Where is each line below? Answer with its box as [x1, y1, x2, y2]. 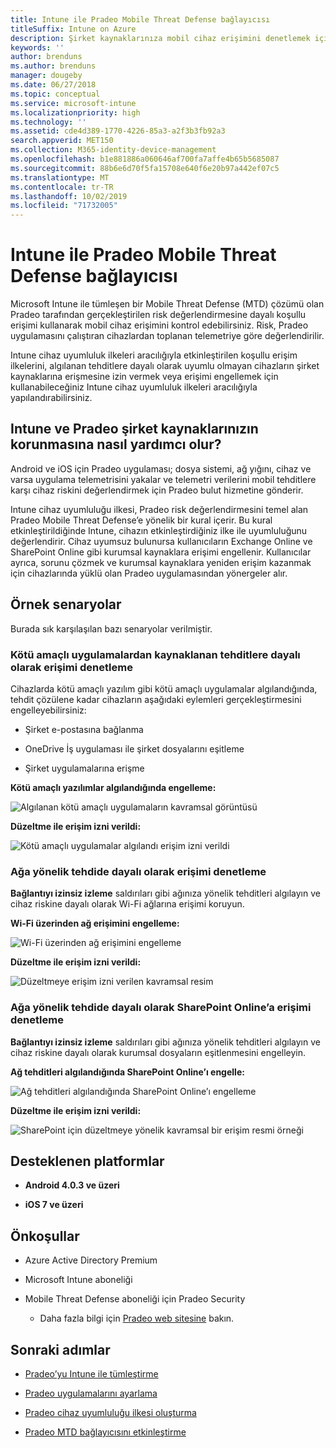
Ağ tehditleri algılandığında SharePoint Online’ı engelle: [10, 1066, 245, 1078]
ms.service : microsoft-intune [10, 98, 137, 108]
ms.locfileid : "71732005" [10, 201, 118, 211]
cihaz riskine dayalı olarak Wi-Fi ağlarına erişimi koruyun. [10, 898, 245, 910]
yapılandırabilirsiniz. [10, 392, 93, 404]
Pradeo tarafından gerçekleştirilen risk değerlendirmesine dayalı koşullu [10, 309, 307, 321]
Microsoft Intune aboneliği [24, 1274, 133, 1286]
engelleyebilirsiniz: [10, 704, 87, 716]
